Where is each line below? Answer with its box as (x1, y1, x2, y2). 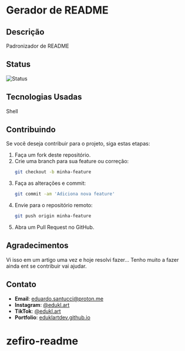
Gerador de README (6, 4, 109, 17)
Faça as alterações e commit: (14, 180, 86, 187)
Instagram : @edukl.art (14, 301, 70, 308)
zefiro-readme (6, 334, 78, 347)
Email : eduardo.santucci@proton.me (14, 295, 104, 302)
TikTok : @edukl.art (14, 308, 61, 315)
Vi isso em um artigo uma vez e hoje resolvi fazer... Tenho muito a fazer (6, 256, 179, 263)
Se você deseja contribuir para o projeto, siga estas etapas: (6, 140, 150, 147)
